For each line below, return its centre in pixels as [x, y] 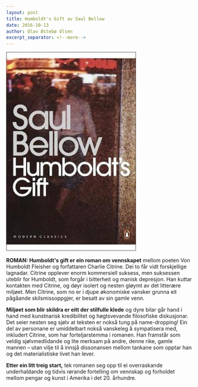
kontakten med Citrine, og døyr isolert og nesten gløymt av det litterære [94, 286]
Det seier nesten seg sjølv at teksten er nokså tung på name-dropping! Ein [97, 322]
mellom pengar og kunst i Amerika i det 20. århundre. [71, 378]
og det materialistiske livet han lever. [51, 354]
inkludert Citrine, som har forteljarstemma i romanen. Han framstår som [93, 335]
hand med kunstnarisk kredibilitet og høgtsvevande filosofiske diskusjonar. [97, 316]
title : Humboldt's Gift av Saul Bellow [55, 19]
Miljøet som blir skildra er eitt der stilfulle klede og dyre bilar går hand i [94, 310]
